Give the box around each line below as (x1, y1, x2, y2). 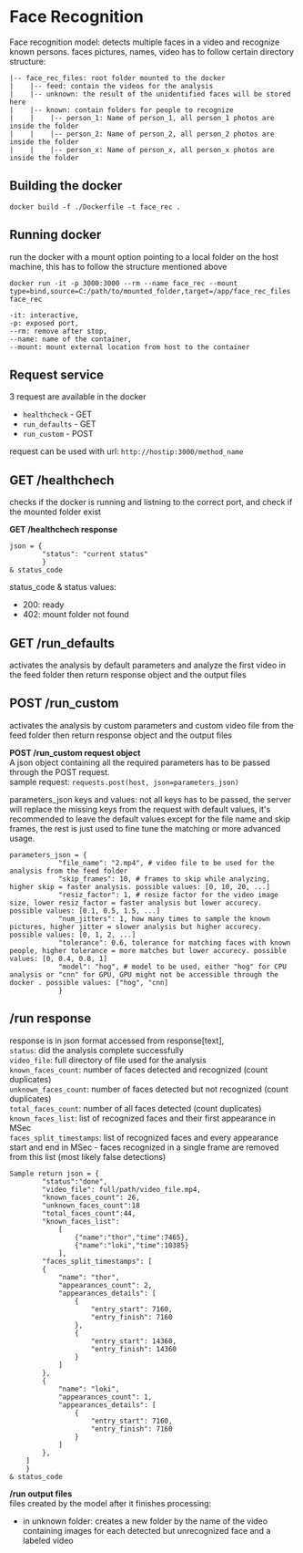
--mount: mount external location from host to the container (9, 342, 250, 352)
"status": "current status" (42, 550, 148, 559)
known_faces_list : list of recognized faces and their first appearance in (9, 1113, 276, 1123)
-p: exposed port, (9, 318, 79, 327)
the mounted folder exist (9, 506, 102, 517)
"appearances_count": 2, (57, 1280, 153, 1289)
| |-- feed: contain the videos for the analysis (9, 81, 214, 90)
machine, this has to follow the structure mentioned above (9, 261, 227, 272)
